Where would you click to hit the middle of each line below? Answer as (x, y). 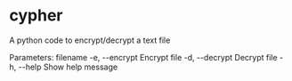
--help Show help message (68, 67)
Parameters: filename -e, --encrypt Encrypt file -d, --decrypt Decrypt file (143, 57)
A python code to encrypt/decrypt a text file (90, 40)
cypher (36, 16)
